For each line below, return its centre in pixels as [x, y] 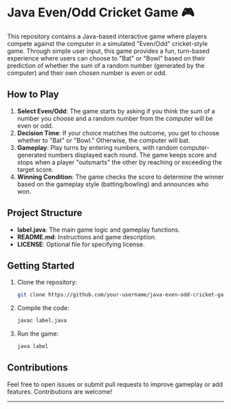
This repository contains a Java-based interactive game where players [107, 36]
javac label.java [42, 321]
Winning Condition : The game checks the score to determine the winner [120, 177]
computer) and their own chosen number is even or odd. [87, 73]
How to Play [33, 95]
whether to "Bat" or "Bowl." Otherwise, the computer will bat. [103, 140]
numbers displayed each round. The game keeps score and [132, 155]
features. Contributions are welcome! [60, 391]
